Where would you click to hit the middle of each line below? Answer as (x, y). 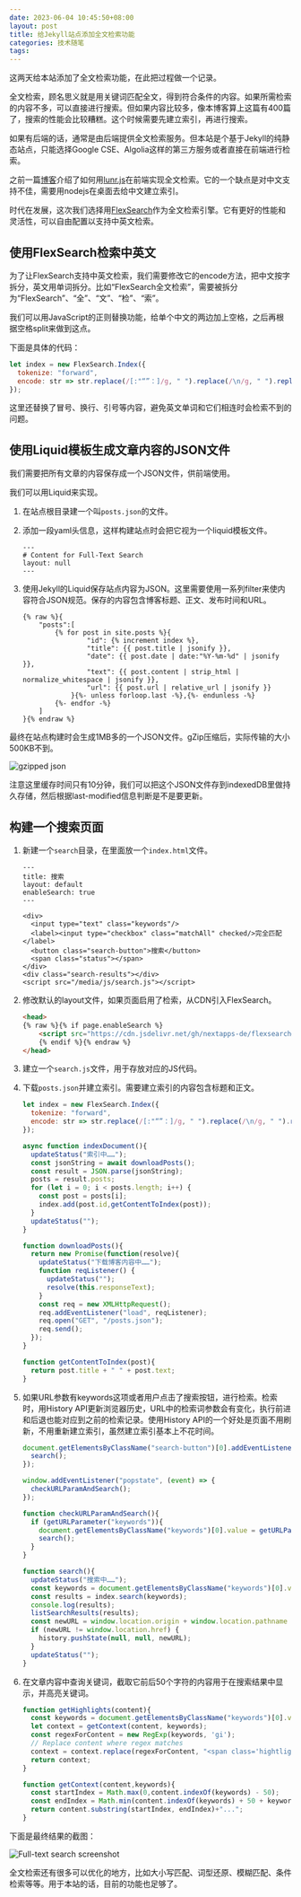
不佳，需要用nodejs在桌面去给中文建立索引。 (100, 191)
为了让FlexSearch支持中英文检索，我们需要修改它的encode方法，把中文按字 (150, 276)
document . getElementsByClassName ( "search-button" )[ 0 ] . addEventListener (159, 1448)
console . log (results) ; (73, 1605)
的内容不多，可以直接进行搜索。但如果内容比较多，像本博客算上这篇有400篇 (150, 108)
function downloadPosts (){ (73, 1246)
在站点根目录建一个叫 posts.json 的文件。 (97, 512)
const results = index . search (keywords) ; (109, 1596)
